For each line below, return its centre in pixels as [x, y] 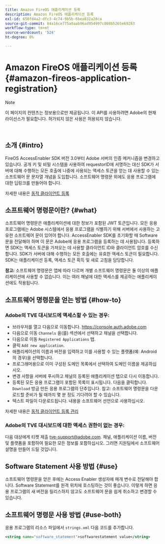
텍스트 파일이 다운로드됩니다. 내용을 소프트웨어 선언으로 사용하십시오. [78, 401]
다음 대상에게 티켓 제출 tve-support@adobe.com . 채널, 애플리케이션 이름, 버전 [81, 437]
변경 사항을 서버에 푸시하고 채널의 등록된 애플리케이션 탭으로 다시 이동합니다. [86, 376]
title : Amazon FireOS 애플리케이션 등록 [43, 10]
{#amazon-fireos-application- [68, 78]
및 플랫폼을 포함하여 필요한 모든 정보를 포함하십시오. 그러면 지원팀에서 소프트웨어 [82, 443]
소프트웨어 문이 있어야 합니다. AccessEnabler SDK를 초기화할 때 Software [86, 235]
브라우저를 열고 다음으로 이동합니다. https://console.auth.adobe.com [79, 327]
